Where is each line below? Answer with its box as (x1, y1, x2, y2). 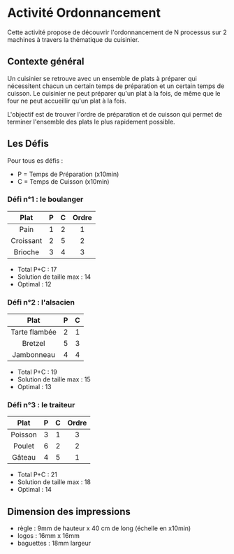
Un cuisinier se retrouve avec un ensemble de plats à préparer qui (7, 74, 197, 82)
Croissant (10, 235, 43, 245)
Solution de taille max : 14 (17, 272, 92, 281)
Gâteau (11, 453, 36, 462)
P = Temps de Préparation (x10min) (17, 170, 119, 178)
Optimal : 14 (17, 486, 52, 494)
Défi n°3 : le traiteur (7, 400, 75, 410)
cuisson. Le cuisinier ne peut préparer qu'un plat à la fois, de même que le (7, 89, 221, 97)
